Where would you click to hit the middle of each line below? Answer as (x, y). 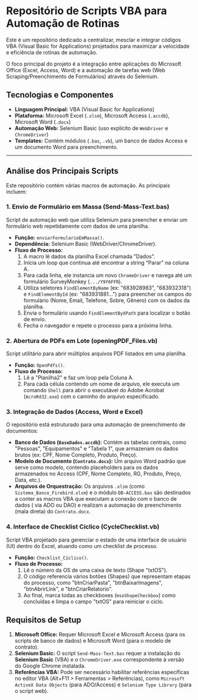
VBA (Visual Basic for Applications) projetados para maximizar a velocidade (98, 46)
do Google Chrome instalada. (50, 666)
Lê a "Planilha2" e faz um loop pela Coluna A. (79, 378)
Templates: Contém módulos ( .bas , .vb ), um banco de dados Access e (101, 141)
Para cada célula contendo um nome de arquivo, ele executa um (101, 384)
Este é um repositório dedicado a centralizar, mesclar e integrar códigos (94, 40)
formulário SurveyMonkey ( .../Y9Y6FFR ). (73, 281)
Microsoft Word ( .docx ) (43, 122)
